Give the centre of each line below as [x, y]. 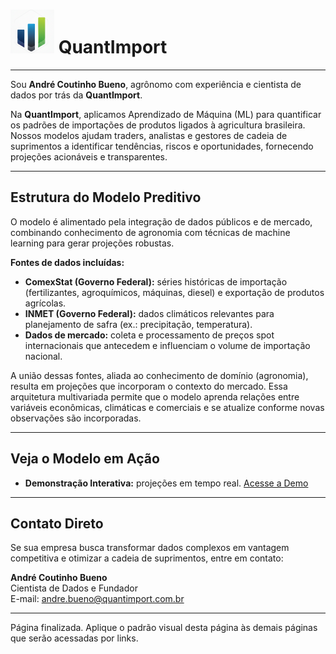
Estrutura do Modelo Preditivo [106, 197]
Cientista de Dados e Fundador [74, 588]
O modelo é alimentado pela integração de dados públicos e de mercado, [161, 221]
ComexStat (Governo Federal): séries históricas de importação [156, 281]
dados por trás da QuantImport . [76, 95]
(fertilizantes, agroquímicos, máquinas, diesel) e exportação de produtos [174, 292]
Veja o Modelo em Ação [85, 459]
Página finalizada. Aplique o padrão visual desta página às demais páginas [164, 628]
